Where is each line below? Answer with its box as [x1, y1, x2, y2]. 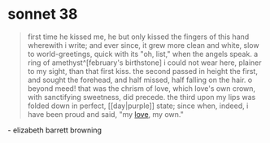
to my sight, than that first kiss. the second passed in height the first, [27, 66, 258, 76]
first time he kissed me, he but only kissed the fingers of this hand [27, 32, 250, 41]
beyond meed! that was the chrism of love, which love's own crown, [27, 83, 256, 93]
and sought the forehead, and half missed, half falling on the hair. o [27, 75, 253, 84]
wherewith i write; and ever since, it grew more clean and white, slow [27, 40, 259, 50]
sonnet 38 [7, 5, 78, 24]
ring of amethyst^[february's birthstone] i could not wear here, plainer [27, 58, 262, 67]
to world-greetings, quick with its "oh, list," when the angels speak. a [27, 49, 259, 58]
